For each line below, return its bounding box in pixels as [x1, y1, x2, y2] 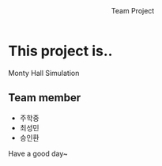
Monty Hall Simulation [8, 68, 80, 77]
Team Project [111, 6, 155, 15]
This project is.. [8, 42, 113, 60]
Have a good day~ [8, 149, 69, 158]
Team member [8, 91, 81, 104]
